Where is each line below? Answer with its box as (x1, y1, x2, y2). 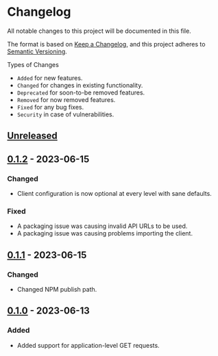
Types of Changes (7, 60, 60, 68)
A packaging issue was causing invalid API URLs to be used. (16, 222, 188, 230)
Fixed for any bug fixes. (16, 103, 84, 111)
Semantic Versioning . (7, 47, 67, 55)
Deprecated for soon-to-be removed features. (16, 88, 145, 97)
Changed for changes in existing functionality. (16, 81, 143, 89)
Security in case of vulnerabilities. (16, 110, 114, 118)
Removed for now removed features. (16, 95, 116, 103)
